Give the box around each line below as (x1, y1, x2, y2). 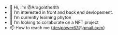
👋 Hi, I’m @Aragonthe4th (9, 5, 59, 10)
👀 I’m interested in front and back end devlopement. (9, 9, 114, 15)
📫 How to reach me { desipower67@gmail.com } (9, 25, 105, 30)
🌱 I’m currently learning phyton (9, 15, 72, 20)
